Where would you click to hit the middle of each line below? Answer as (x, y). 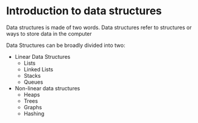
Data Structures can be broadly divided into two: (66, 45)
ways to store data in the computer (49, 33)
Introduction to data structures (84, 11)
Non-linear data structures (47, 88)
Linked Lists (38, 69)
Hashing (34, 113)
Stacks (32, 75)
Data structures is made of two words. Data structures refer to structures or (99, 27)
